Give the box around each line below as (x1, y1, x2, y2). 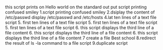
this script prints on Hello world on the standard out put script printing (5, 4, 147, 10)
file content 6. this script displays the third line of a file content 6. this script (5, 30, 158, 35)
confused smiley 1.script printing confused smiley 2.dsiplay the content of (5, 9, 155, 15)
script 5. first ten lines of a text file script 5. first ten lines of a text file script (5, 19, 158, 25)
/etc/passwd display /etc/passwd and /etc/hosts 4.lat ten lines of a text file (5, 15, 157, 20)
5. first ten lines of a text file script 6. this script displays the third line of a (5, 25, 154, 31)
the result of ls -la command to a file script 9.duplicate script (5, 40, 128, 46)
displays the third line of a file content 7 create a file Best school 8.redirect (5, 35, 156, 41)
